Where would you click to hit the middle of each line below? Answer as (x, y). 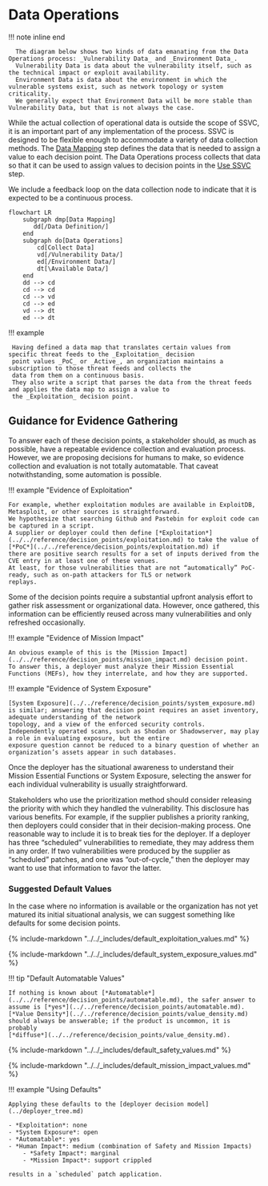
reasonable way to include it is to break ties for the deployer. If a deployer (129, 834)
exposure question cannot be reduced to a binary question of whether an (134, 745)
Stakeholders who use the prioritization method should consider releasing (130, 799)
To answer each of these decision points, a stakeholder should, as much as (132, 440)
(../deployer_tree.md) (46, 1111)
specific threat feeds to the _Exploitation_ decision (102, 354)
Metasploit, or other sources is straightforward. (94, 512)
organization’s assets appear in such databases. (93, 752)
